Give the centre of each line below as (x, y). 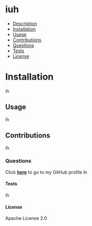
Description (25, 24)
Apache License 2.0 (26, 218)
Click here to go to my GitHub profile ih (46, 172)
